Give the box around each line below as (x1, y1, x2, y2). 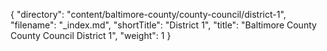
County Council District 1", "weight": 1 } (10, 30, 172, 41)
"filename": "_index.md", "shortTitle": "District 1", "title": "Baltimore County (10, 19, 317, 31)
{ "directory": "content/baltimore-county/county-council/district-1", (10, 9, 287, 20)
